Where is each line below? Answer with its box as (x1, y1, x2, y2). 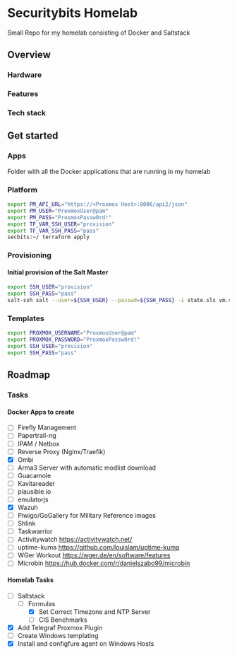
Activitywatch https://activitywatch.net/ (17, 535, 133, 544)
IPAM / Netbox (17, 439, 60, 448)
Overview (7, 49, 51, 61)
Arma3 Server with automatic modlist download (17, 463, 157, 472)
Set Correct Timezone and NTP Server (38, 607, 151, 616)
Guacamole (17, 471, 51, 480)
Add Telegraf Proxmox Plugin (17, 623, 103, 632)
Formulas (28, 599, 56, 608)
